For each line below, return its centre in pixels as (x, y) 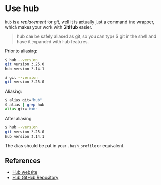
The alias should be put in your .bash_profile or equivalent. (65, 145)
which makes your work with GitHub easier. (49, 27)
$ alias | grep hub (25, 105)
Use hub (22, 8)
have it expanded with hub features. (53, 41)
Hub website (25, 172)
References (23, 161)
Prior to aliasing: (21, 51)
